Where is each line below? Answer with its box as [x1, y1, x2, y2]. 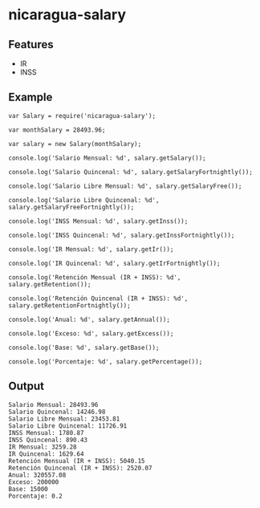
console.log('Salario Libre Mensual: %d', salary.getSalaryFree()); [8, 182, 242, 190]
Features [8, 38, 54, 51]
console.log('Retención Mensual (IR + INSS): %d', [8, 273, 181, 282]
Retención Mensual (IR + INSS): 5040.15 [8, 457, 146, 465]
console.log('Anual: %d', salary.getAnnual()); [8, 315, 171, 323]
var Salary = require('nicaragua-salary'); [8, 112, 156, 120]
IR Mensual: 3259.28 [8, 443, 78, 451]
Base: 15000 [8, 485, 48, 493]
